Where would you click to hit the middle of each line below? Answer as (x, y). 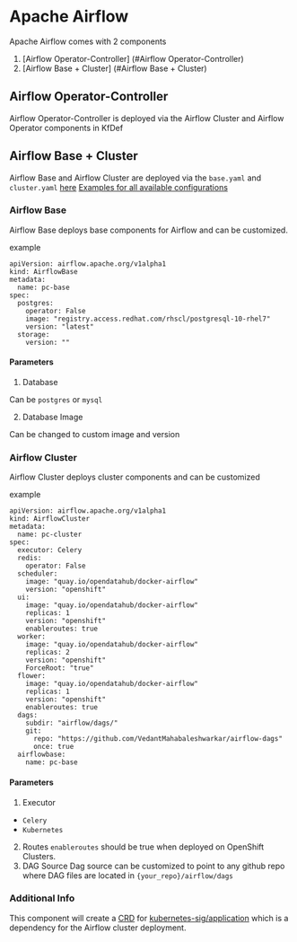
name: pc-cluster (50, 535)
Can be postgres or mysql (56, 400)
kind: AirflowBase (44, 271)
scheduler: (38, 574)
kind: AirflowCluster (50, 519)
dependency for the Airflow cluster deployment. (98, 928)
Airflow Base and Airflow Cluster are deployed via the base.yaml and (135, 178)
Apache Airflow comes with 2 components (88, 41)
